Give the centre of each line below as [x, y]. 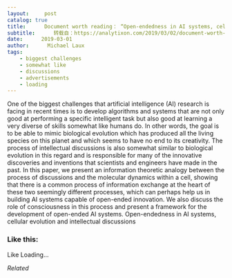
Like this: [23, 239]
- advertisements [45, 78]
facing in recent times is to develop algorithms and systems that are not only [116, 111]
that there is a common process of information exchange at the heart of [109, 185]
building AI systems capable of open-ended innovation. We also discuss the [115, 200]
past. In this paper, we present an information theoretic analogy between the [116, 170]
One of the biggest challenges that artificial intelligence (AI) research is [108, 104]
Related [18, 268]
